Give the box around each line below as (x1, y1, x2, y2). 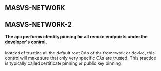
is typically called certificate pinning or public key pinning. (5, 60, 122, 66)
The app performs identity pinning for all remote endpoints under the (5, 34, 148, 40)
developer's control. (5, 39, 47, 45)
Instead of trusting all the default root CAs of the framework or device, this (5, 50, 155, 55)
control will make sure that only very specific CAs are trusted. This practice (5, 55, 156, 61)
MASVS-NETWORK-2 (5, 20, 72, 29)
